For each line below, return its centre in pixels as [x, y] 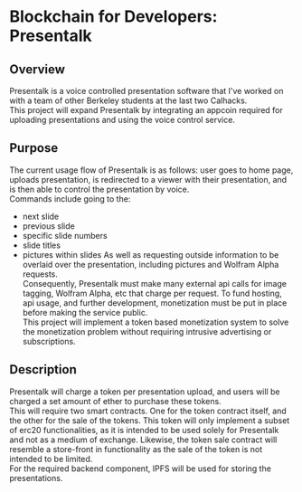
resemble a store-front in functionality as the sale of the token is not [136, 449]
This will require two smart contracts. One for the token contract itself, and [148, 411]
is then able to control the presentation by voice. [99, 189]
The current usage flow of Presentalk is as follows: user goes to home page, [151, 170]
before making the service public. [85, 312]
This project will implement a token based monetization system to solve [156, 322]
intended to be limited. [51, 459]
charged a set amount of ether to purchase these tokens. [115, 401]
